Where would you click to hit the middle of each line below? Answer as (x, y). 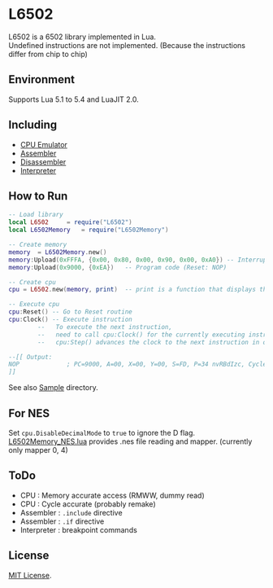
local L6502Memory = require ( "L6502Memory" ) (89, 230)
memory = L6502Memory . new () (58, 252)
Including (33, 125)
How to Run (38, 196)
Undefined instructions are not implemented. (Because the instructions (127, 45)
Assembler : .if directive (62, 521)
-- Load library (36, 215)
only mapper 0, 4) (39, 450)
